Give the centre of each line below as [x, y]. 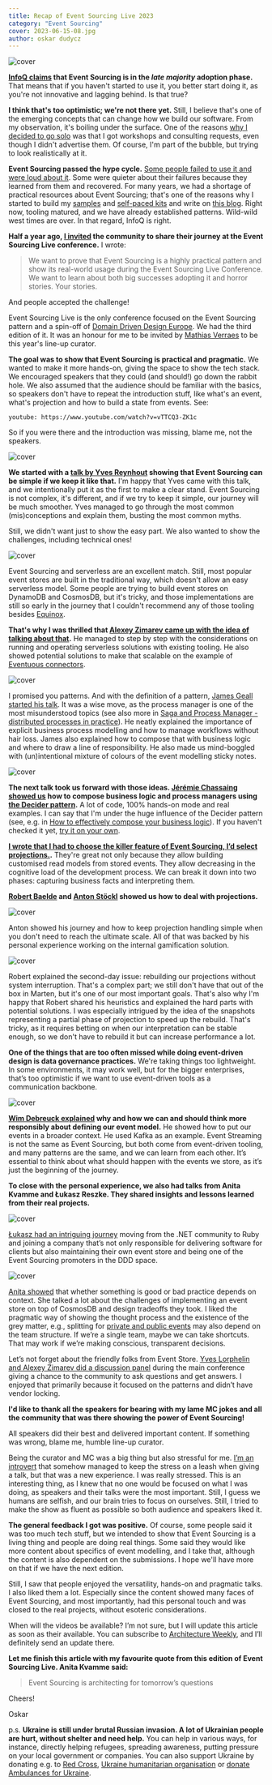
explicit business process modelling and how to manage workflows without [134, 730]
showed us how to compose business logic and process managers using [133, 796]
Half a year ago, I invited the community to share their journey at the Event [136, 237]
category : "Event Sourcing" [56, 24]
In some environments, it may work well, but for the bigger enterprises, [127, 1070]
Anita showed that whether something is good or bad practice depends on [132, 1292]
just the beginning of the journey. [64, 1170]
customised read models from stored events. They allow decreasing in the [132, 863]
